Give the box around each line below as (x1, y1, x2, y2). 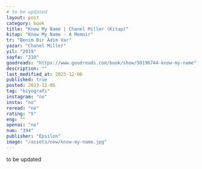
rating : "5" (6, 111, 36, 117)
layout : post (6, 15, 39, 21)
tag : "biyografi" (6, 88, 50, 94)
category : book (6, 20, 45, 26)
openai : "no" (6, 122, 39, 128)
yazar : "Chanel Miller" (6, 43, 67, 49)
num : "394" (6, 128, 34, 134)
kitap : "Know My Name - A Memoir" (6, 32, 94, 38)
